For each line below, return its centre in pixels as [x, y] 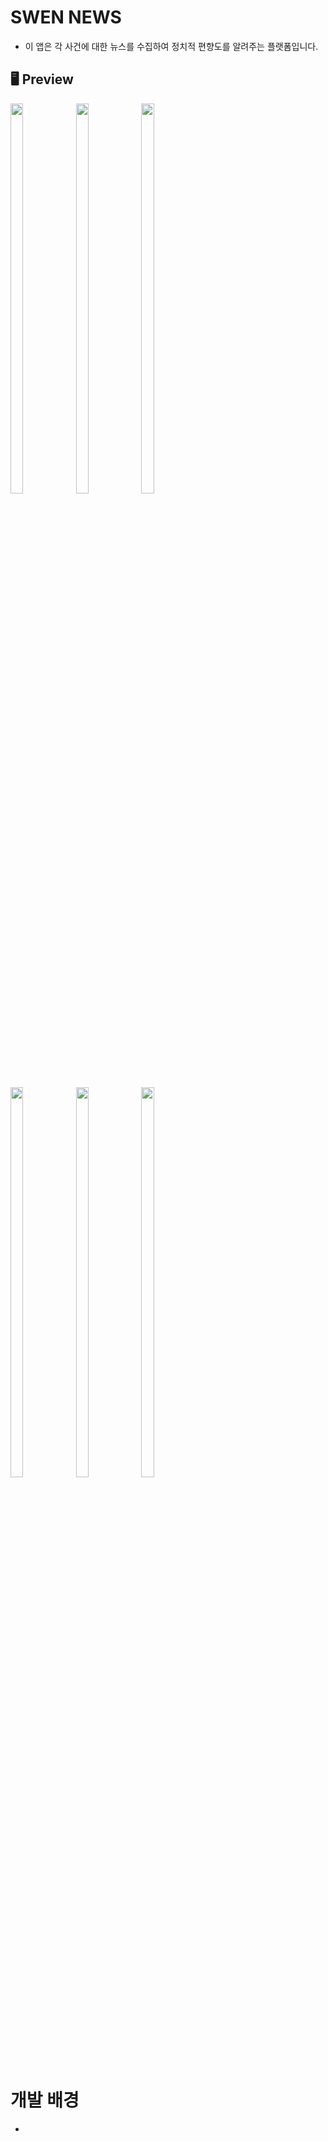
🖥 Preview [42, 79]
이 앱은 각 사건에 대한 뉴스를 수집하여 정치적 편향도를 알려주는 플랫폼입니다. [171, 46]
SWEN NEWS [66, 17]
